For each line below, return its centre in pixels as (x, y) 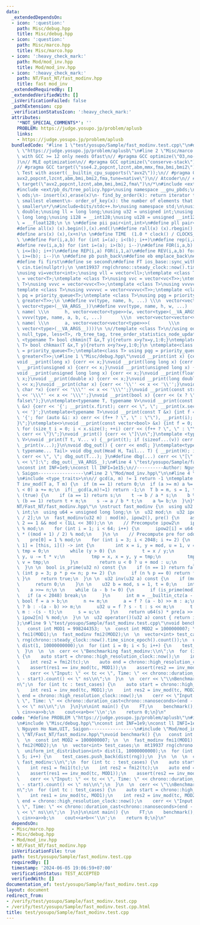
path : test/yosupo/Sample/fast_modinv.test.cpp (72, 857)
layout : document (28, 890)
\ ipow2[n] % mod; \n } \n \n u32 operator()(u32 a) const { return (104, 618)
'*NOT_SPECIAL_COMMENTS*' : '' (54, 123)
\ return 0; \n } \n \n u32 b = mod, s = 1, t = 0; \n (97, 584)
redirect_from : (25, 896)
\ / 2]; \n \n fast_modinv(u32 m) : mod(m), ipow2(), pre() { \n (98, 518)
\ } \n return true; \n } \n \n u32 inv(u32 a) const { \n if (101, 579)
